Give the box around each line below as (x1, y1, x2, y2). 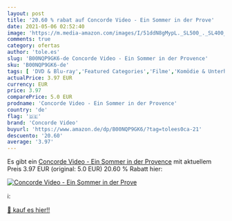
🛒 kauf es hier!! (7, 206, 50, 214)
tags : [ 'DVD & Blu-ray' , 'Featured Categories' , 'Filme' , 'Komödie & (7, 68, 206, 75)
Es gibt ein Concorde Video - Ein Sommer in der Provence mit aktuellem (7, 157, 212, 166)
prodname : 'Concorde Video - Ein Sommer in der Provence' (7, 100, 177, 107)
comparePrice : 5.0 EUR (7, 94, 72, 101)
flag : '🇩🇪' (7, 113, 41, 119)
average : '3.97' (7, 139, 54, 146)
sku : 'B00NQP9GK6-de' (7, 61, 70, 68)
